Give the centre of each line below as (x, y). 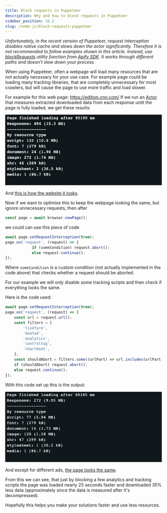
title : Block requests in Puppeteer (43, 10)
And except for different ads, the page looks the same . (61, 470)
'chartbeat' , (37, 349)
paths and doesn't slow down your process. (50, 62)
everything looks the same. (33, 288)
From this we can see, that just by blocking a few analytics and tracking (78, 480)
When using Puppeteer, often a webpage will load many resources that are (82, 72)
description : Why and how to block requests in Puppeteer (66, 16)
